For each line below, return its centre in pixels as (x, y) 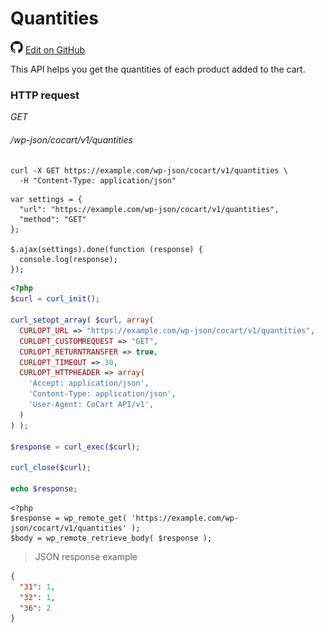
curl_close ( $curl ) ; (51, 468)
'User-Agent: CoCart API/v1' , (91, 405)
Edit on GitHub (55, 49)
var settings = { (46, 200)
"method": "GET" (53, 220)
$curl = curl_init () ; (55, 299)
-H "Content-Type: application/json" (98, 181)
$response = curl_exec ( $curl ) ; (75, 447)
